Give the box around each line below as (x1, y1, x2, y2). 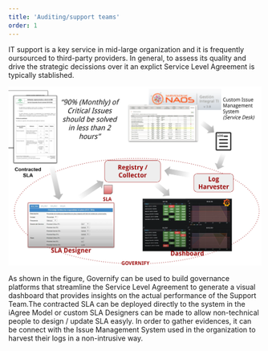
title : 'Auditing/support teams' (8, 13, 120, 21)
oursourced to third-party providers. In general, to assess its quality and (8, 53, 246, 63)
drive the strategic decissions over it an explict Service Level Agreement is (8, 61, 255, 71)
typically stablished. (8, 70, 75, 80)
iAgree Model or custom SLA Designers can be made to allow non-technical (8, 308, 259, 317)
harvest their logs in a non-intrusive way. (8, 333, 144, 343)
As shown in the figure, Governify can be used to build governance (8, 274, 230, 284)
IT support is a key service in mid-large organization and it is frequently (8, 44, 245, 54)
